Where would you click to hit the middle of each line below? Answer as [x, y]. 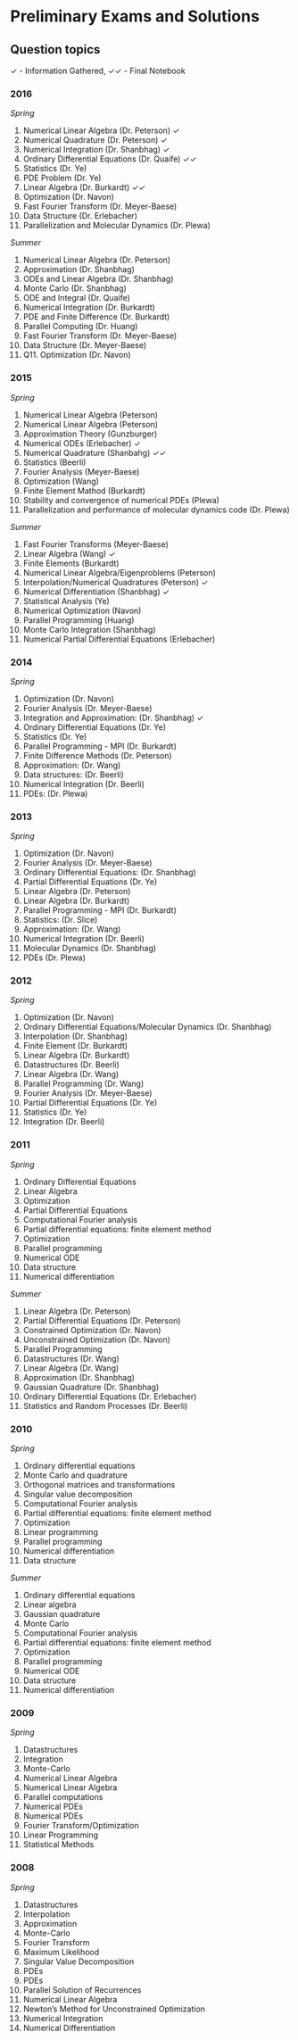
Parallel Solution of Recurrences [82, 1990]
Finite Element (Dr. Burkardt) [75, 1046]
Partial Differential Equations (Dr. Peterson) [102, 1320]
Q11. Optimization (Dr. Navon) [77, 355]
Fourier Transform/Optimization [81, 1826]
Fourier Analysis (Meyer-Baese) [81, 471]
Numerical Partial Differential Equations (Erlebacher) [119, 639]
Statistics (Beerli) [54, 462]
